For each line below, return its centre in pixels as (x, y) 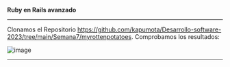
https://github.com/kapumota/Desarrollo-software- (150, 29)
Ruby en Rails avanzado (42, 10)
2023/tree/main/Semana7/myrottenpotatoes (69, 37)
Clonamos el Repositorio (42, 29)
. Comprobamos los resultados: (176, 37)
